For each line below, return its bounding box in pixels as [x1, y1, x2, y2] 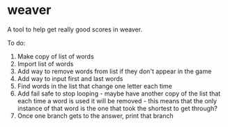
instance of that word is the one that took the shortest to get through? [17, 104, 218, 112]
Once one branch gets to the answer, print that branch [17, 111, 174, 120]
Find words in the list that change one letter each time [17, 82, 172, 90]
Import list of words [17, 59, 74, 68]
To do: [7, 38, 26, 47]
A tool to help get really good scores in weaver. [7, 25, 143, 33]
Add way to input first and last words [17, 74, 123, 82]
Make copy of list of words [17, 52, 94, 61]
